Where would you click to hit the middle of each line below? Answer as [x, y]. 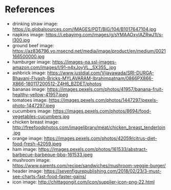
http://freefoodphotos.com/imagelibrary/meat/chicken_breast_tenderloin [89, 127]
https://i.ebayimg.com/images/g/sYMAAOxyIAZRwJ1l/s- [104, 34]
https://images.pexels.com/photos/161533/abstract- [93, 149]
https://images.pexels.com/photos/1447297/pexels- [103, 100]
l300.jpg [21, 40]
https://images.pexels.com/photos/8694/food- [102, 111]
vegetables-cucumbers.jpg [41, 116]
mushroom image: [31, 160]
